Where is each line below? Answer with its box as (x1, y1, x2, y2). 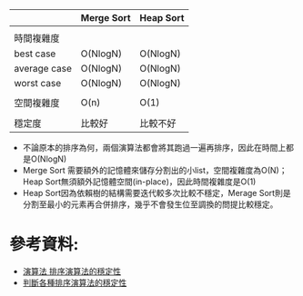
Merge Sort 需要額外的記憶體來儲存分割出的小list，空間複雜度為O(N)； (22, 165, 288, 175)
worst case (14, 77, 62, 89)
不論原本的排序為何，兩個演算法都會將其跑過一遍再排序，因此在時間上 (22, 143, 287, 153)
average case (14, 63, 73, 74)
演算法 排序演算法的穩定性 (22, 265, 121, 276)
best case (14, 47, 56, 60)
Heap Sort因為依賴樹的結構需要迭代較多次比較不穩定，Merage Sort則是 (22, 188, 291, 198)
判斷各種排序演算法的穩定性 (22, 277, 127, 288)
